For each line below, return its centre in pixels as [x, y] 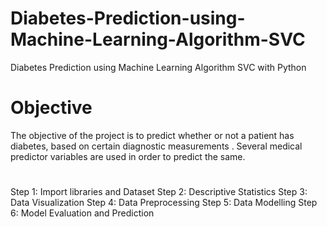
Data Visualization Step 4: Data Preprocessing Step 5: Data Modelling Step [164, 203]
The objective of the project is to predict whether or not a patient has [152, 135]
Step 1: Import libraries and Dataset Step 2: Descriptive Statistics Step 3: [159, 192]
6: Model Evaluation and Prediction [82, 213]
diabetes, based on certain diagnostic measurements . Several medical [156, 146]
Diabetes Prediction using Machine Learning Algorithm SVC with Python [158, 67]
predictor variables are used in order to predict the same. [128, 156]
